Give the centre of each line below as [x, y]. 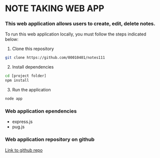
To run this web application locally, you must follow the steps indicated [76, 34]
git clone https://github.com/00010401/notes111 [55, 58]
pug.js [18, 127]
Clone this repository [33, 49]
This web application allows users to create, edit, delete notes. [80, 24]
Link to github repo [24, 150]
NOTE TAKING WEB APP [55, 9]
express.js [22, 122]
